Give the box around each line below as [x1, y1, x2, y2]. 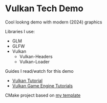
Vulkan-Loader [19, 59, 50, 64]
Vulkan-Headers [19, 53, 53, 59]
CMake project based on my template [5, 92, 81, 98]
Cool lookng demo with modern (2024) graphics [5, 19, 103, 25]
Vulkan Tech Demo [5, 3, 84, 14]
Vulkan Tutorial [12, 78, 43, 83]
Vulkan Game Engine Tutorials [12, 82, 73, 88]
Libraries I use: [5, 28, 35, 34]
